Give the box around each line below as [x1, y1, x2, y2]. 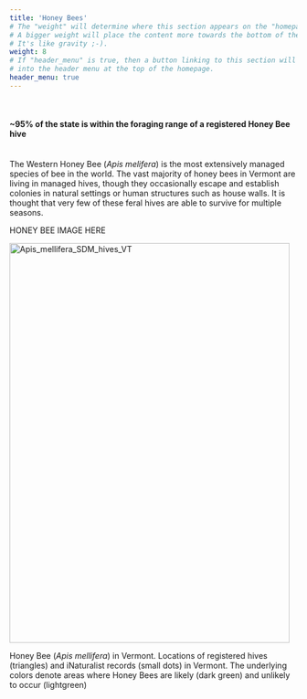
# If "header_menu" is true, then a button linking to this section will [9, 56, 297, 65]
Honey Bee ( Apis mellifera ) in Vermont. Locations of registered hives [9, 650, 268, 661]
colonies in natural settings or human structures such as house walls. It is [9, 187, 286, 198]
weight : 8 [9, 48, 48, 57]
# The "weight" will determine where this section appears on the [9, 22, 268, 31]
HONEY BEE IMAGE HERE [9, 225, 107, 236]
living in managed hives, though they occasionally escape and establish [9, 177, 280, 188]
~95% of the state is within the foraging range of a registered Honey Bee [9, 119, 291, 130]
